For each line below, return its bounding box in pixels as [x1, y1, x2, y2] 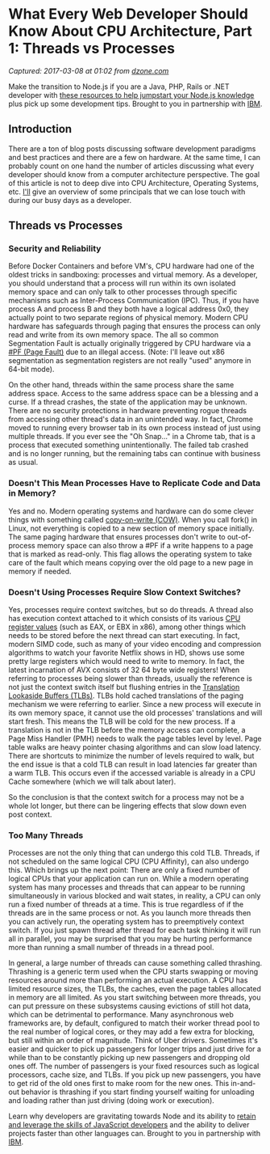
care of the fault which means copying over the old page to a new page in [8, 557, 254, 567]
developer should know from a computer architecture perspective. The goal [8, 169, 260, 179]
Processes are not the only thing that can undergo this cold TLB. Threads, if [8, 848, 260, 858]
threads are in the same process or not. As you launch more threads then [8, 908, 251, 918]
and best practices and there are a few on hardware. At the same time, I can [8, 152, 260, 162]
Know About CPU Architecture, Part [8, 22, 252, 40]
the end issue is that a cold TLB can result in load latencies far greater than [8, 759, 258, 769]
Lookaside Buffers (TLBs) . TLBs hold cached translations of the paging [8, 691, 244, 700]
